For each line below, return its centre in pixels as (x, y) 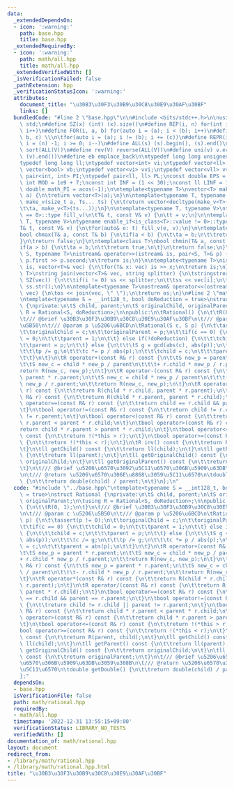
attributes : (31, 98)
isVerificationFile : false (53, 696)
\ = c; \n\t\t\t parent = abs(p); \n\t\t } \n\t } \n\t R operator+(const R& (123, 546)
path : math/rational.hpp (49, 702)
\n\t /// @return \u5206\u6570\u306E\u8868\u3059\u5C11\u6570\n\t (117, 475)
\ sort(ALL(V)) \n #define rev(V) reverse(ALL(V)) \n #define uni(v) (117, 150)
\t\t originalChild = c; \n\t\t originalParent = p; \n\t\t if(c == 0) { (121, 332)
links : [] (34, 111)
